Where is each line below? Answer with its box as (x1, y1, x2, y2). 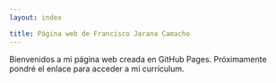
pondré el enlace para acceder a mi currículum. (9, 63, 185, 74)
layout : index (9, 12, 63, 22)
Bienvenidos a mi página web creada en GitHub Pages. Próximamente (9, 54, 267, 64)
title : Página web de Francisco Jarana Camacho (9, 29, 191, 38)
